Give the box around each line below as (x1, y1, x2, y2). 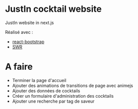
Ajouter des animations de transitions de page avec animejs (12, 82, 134, 88)
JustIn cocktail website (5, 3, 102, 15)
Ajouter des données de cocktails (12, 87, 80, 94)
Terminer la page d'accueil (12, 77, 66, 83)
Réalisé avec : (5, 29, 33, 35)
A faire (5, 61, 33, 72)
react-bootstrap (12, 38, 45, 45)
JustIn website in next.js (5, 20, 54, 26)
